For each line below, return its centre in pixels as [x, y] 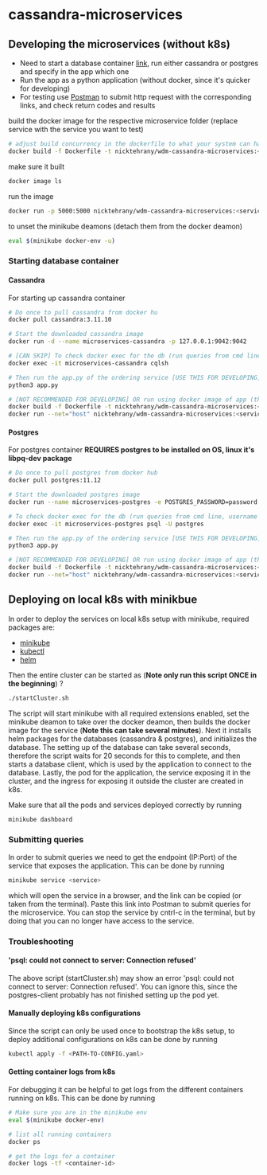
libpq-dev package [40, 459]
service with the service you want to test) [76, 129]
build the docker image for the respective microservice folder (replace [123, 121]
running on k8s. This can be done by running [82, 1098]
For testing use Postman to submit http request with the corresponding [135, 97]
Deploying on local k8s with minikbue [103, 600]
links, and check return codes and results [87, 105]
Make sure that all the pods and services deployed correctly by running [125, 805]
